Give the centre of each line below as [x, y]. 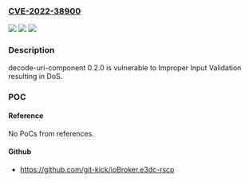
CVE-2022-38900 [45, 11]
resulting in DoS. [36, 76]
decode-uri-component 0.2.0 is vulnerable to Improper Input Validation [125, 67]
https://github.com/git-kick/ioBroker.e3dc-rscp [97, 169]
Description [32, 50]
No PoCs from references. [51, 133]
